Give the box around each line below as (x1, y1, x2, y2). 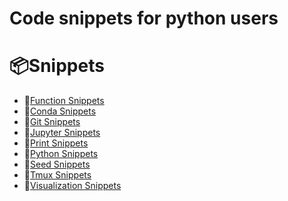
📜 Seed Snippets (23, 158, 91, 171)
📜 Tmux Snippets (23, 169, 92, 181)
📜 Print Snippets (23, 137, 89, 149)
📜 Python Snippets (23, 148, 99, 160)
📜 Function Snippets (23, 95, 105, 107)
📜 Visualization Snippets (23, 180, 122, 192)
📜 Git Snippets (23, 116, 81, 128)
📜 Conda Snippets (23, 105, 97, 117)
